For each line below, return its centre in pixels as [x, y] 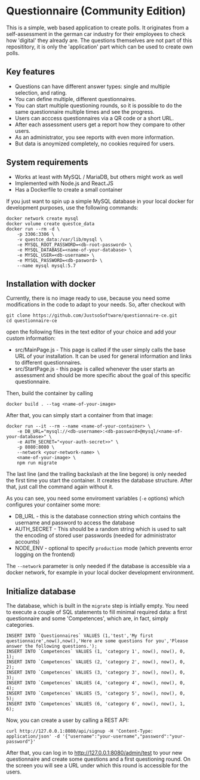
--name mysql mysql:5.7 [47, 265]
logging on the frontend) [45, 554]
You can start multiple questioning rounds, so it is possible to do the [98, 105]
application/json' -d [33, 737]
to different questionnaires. [48, 363]
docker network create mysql [42, 218]
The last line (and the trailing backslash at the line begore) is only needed [96, 474]
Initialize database [41, 591]
